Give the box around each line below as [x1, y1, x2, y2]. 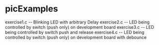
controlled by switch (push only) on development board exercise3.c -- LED [5, 24, 154, 30]
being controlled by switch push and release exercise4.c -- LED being [5, 29, 144, 35]
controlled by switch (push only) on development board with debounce [5, 34, 147, 40]
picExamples [5, 3, 58, 14]
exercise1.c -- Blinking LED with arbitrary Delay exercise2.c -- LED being [5, 19, 150, 25]
